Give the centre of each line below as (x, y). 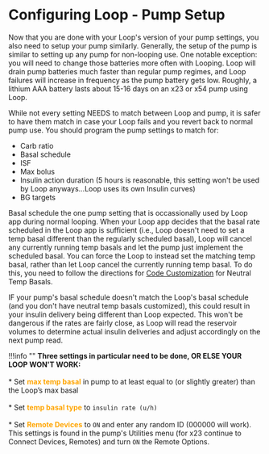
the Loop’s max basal (43, 390)
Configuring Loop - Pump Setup (117, 15)
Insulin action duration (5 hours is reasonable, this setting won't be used (140, 180)
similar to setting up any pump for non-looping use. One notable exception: (133, 54)
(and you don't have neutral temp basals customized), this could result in (129, 305)
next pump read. (35, 340)
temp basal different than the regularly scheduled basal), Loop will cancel (130, 238)
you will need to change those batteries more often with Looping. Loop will (132, 63)
